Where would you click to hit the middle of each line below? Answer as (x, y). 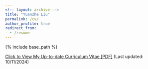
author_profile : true (28, 24)
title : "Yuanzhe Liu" (28, 14)
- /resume (20, 33)
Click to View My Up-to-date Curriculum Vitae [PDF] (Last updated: (74, 57)
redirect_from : (21, 28)
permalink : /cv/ (22, 19)
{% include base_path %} (31, 47)
